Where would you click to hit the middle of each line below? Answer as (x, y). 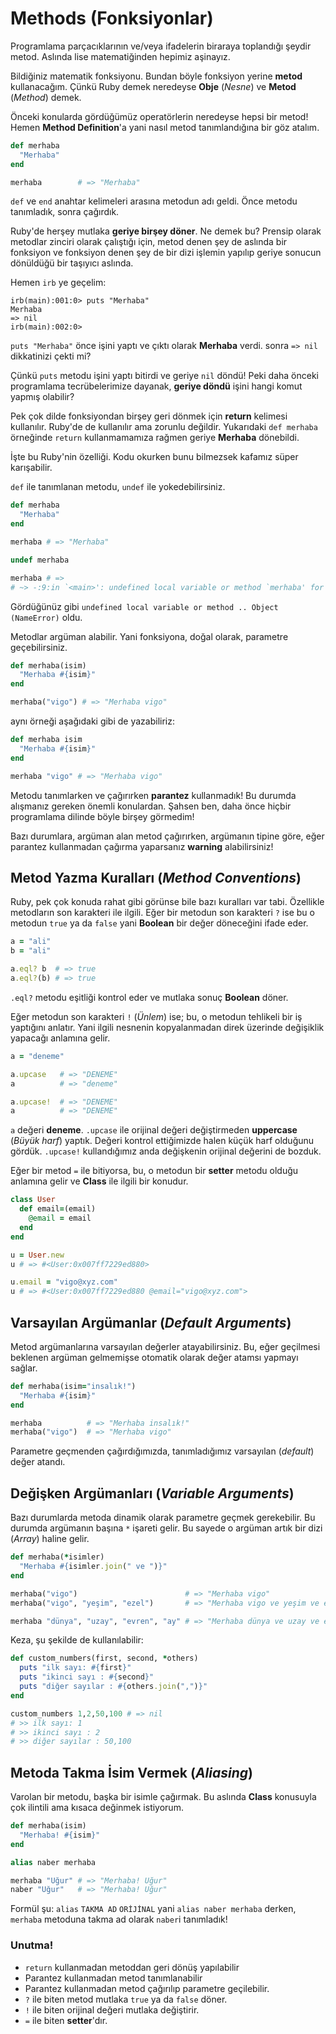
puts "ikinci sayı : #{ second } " (87, 1677)
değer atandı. (38, 1462)
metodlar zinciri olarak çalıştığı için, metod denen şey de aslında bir (149, 242)
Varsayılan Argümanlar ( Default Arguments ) (151, 1322)
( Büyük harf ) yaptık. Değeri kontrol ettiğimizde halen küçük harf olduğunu (162, 1141)
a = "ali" (31, 942)
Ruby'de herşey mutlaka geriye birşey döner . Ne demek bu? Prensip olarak (166, 231)
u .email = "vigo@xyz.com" (64, 1282)
